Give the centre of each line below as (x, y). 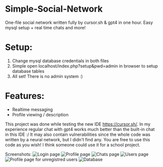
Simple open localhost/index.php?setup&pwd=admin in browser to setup (85, 66)
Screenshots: (18, 154)
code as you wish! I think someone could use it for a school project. (73, 145)
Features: (25, 96)
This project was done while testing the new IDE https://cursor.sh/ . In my (78, 124)
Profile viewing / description (40, 114)
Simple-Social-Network (54, 9)
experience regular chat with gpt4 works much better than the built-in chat (80, 129)
